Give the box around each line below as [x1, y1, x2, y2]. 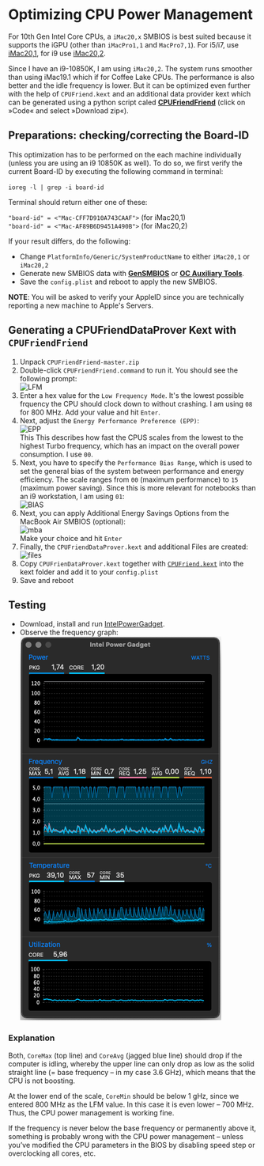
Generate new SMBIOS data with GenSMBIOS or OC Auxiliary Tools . [19, 268, 245, 278]
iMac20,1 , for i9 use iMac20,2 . [8, 48, 107, 58]
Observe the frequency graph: [19, 627, 119, 638]
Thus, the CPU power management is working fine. [8, 1107, 175, 1117]
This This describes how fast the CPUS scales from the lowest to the [19, 433, 243, 442]
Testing [8, 598, 47, 611]
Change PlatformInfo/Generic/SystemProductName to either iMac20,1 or [19, 252, 251, 261]
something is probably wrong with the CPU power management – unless [8, 1131, 243, 1141]
